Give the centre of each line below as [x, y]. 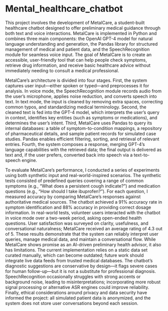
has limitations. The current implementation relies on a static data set [76, 250]
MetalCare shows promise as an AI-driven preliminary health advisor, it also [83, 244]
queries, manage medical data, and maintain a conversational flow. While [80, 239]
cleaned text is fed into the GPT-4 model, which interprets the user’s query [82, 112]
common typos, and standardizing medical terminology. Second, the [76, 107]
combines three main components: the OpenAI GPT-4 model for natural [79, 39]
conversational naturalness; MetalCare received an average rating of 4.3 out [84, 228]
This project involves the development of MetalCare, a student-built [75, 23]
